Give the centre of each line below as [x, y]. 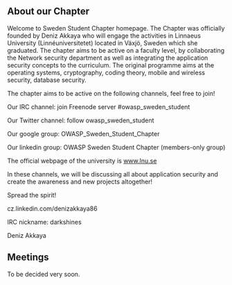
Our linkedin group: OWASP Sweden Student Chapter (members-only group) [116, 147]
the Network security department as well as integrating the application [108, 58]
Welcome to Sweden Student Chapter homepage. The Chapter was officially [116, 28]
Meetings [28, 258]
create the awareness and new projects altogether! [80, 181]
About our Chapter [48, 11]
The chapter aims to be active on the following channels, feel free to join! [111, 93]
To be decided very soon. [44, 274]
